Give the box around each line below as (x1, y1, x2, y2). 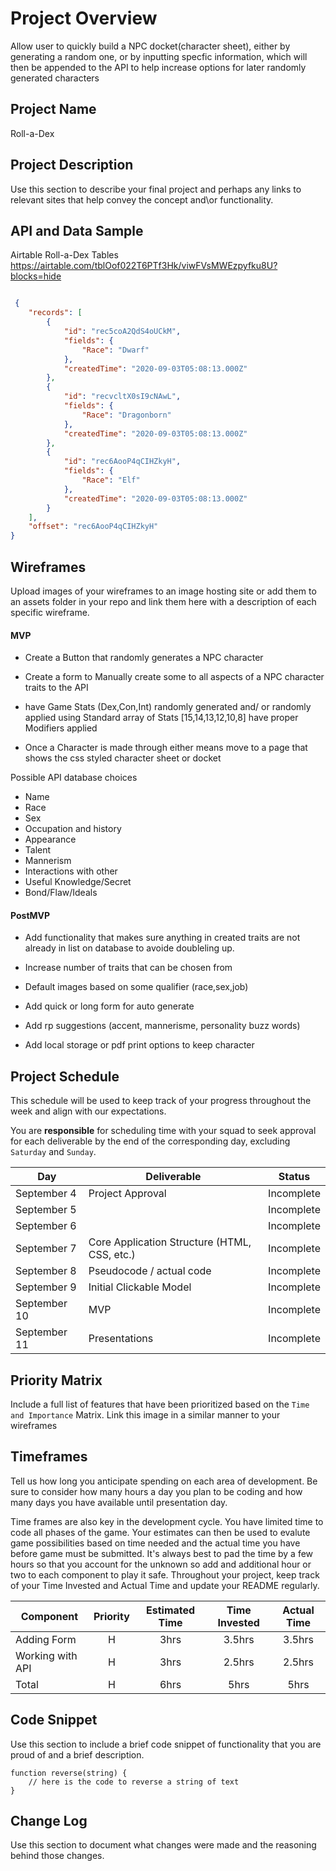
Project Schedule (10, 1068, 120, 1085)
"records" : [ (28, 308, 83, 318)
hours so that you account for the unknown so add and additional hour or (10, 1558, 312, 1570)
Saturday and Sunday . (10, 1146, 97, 1158)
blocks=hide (10, 270, 62, 282)
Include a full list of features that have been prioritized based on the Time (10, 1398, 310, 1410)
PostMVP (10, 909, 51, 921)
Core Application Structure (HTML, (88, 1235, 252, 1249)
